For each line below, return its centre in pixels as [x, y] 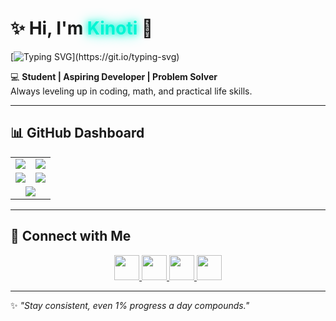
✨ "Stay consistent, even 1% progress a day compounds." [130, 305]
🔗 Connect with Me [71, 236]
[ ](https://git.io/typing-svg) [95, 56]
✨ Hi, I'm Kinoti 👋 [82, 28]
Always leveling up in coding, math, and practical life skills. [131, 91]
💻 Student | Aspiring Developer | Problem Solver [114, 76]
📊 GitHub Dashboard [77, 133]
